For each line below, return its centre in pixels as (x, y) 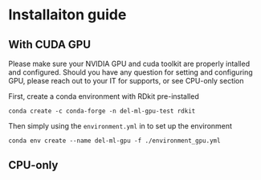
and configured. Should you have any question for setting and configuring (130, 72)
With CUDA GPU (49, 45)
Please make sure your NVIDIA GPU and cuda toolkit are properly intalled (129, 63)
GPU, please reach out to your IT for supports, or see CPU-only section (126, 81)
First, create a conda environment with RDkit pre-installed (104, 96)
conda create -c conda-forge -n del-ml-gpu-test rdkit (102, 111)
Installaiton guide (67, 15)
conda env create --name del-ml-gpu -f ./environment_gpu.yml (114, 141)
